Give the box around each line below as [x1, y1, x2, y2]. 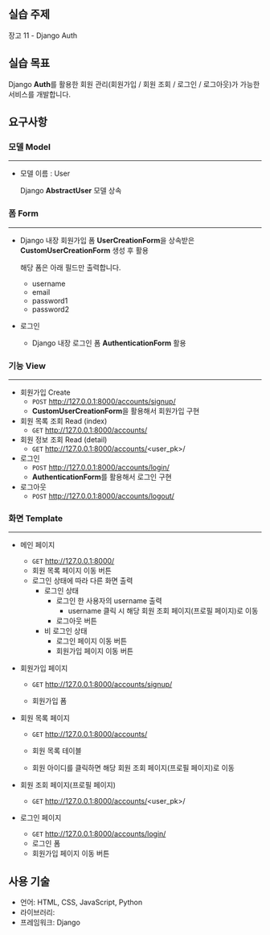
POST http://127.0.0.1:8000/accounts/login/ [31, 462, 170, 472]
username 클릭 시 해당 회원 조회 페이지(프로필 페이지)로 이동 [67, 606, 259, 616]
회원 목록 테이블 [31, 746, 82, 755]
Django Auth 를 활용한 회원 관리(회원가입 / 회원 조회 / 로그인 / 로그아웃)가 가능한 [8, 79, 260, 89]
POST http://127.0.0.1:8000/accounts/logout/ [31, 490, 175, 501]
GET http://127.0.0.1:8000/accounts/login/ [31, 829, 166, 839]
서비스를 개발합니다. [8, 89, 71, 99]
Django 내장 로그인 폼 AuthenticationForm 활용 [31, 337, 186, 348]
